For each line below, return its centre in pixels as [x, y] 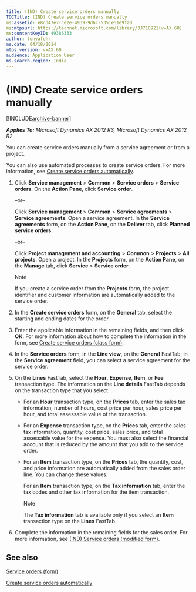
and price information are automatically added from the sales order [104, 469]
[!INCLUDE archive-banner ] [39, 119]
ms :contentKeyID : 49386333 [39, 34]
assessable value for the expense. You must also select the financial [106, 438]
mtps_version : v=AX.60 [34, 50]
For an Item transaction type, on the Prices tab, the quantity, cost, [103, 462]
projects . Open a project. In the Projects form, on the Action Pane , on [99, 260]
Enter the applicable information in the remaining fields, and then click [99, 330]
